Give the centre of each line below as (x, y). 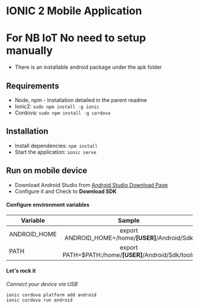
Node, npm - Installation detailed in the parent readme (81, 100)
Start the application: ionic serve (55, 152)
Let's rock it (21, 271)
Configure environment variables (48, 205)
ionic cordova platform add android (51, 295)
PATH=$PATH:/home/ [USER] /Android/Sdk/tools (129, 255)
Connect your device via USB (42, 284)
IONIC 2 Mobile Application (74, 11)
